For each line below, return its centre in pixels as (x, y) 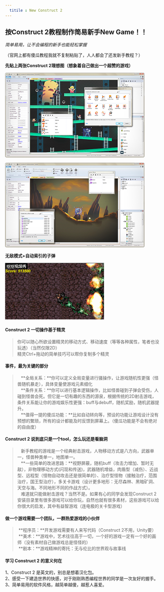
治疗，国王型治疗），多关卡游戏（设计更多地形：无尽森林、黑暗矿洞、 (87, 482)
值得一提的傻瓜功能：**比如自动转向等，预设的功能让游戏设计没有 (92, 414)
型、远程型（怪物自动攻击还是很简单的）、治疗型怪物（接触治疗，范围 (87, 476)
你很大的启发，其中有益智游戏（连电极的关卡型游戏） (71, 506)
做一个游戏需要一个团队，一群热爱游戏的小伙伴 (52, 518)
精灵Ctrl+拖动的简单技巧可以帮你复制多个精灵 (63, 354)
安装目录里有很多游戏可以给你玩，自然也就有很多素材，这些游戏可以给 (88, 500)
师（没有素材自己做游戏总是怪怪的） (54, 542)
